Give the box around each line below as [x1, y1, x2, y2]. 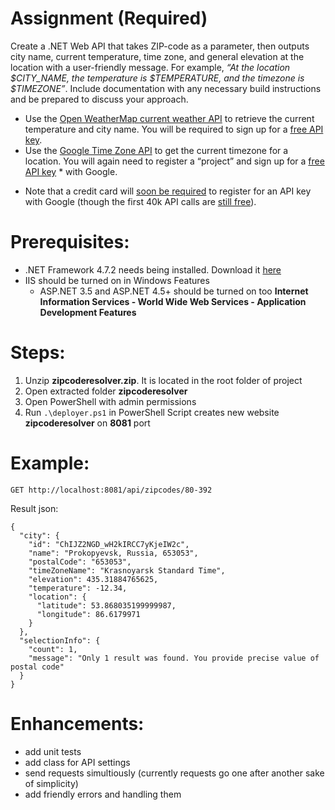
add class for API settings [24, 756, 131, 768]
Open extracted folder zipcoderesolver [24, 385, 188, 397]
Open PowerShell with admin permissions [24, 395, 197, 407]
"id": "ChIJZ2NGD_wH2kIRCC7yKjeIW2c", [28, 539, 190, 549]
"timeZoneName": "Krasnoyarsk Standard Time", [28, 565, 226, 576]
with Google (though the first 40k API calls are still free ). [24, 195, 257, 207]
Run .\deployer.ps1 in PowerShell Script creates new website [24, 406, 280, 418]
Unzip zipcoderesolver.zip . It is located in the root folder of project [24, 374, 303, 386]
